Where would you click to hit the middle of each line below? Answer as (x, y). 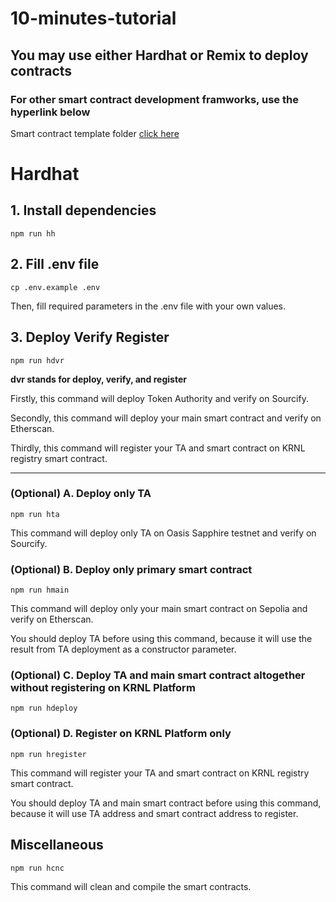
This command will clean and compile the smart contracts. (131, 886)
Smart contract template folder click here (95, 133)
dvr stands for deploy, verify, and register (98, 379)
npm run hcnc (37, 868)
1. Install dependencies (83, 210)
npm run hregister (48, 754)
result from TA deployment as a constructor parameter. (123, 649)
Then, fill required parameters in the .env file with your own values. (148, 306)
